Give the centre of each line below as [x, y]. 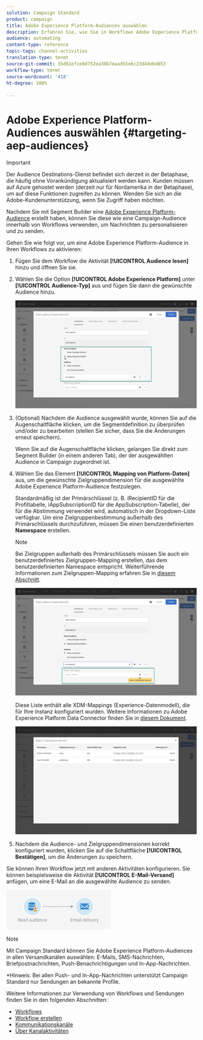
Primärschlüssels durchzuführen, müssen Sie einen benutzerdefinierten [104, 524]
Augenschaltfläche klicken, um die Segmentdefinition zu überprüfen [100, 424]
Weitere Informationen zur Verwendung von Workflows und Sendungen [95, 993]
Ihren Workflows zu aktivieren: [44, 249]
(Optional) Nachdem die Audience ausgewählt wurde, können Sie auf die [105, 418]
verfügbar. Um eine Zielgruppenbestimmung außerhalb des [89, 517]
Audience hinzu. [35, 292]
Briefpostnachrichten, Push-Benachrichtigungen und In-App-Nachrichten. [98, 963]
